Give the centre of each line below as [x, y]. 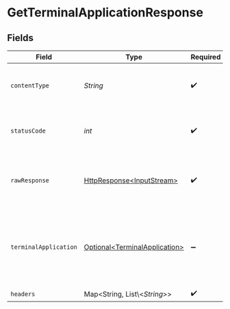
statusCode [28, 131]
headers [23, 294]
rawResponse [30, 180]
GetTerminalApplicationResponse [105, 13]
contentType [30, 86]
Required [206, 57]
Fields [21, 38]
